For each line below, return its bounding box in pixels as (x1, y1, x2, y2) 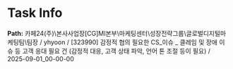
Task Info (7, 5, 63, 21)
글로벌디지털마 (186, 29, 227, 37)
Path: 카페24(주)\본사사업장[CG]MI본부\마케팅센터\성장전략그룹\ (7, 29, 187, 37)
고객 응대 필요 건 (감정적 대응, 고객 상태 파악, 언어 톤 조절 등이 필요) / (22, 46, 210, 55)
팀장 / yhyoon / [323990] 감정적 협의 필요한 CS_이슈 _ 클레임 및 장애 (26, 37, 217, 46)
